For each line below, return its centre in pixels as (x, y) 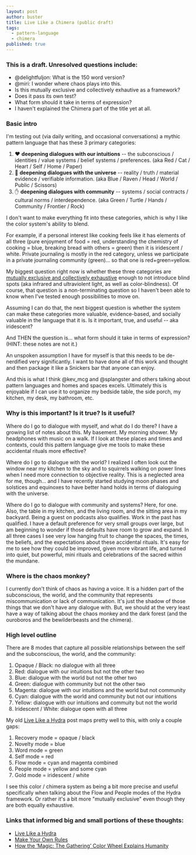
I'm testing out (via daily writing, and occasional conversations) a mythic (93, 137)
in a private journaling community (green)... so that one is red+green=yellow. (98, 260)
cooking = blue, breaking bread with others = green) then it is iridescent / (94, 248)
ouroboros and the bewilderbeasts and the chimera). (70, 620)
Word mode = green (39, 750)
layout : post (22, 11)
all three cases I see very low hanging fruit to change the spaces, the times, (97, 536)
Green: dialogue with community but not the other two (80, 684)
